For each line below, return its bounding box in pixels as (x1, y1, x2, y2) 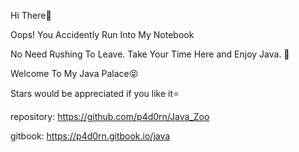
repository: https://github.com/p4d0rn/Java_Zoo (10, 111, 210, 122)
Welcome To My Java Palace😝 (10, 68, 139, 79)
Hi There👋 (10, 10, 52, 21)
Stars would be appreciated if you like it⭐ (10, 88, 180, 99)
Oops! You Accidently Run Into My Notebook (10, 29, 195, 40)
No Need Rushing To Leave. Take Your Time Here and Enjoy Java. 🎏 (10, 48, 290, 60)
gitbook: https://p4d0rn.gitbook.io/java (10, 130, 171, 142)
